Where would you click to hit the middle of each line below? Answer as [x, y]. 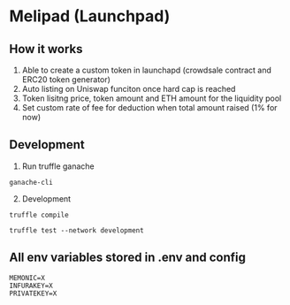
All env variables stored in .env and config [127, 258]
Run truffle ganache [58, 166]
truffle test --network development [76, 230]
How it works [46, 49]
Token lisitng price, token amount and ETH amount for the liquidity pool [152, 98]
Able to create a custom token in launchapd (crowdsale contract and [146, 70]
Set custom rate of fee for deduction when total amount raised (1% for [149, 107]
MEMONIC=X [27, 278]
